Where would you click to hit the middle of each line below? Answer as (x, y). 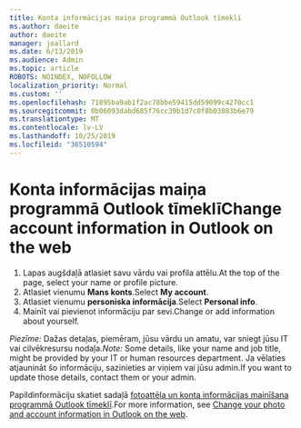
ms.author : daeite (44, 26)
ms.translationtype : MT (55, 119)
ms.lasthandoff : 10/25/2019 (63, 136)
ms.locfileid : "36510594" (58, 144)
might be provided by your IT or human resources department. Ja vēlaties (148, 358)
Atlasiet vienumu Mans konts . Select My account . (115, 292)
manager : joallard (44, 43)
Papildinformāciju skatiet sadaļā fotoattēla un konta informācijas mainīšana (149, 394)
